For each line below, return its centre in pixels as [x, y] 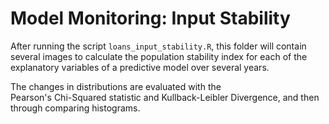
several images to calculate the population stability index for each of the [159, 56]
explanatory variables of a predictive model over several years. [140, 67]
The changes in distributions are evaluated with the [116, 86]
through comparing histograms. [75, 108]
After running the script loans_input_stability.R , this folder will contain [158, 46]
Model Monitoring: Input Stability [150, 18]
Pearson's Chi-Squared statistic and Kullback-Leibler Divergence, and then [165, 97]
